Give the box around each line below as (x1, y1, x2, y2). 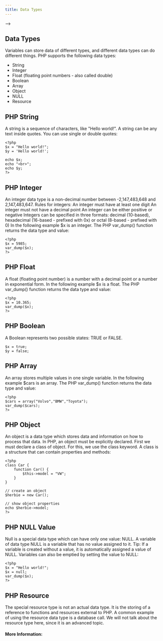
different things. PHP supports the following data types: (5, 53, 117, 59)
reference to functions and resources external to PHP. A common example (5, 609, 154, 615)
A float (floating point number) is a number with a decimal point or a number (5, 276, 158, 282)
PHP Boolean (5, 322, 45, 330)
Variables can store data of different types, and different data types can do (5, 47, 155, 54)
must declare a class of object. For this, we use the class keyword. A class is (5, 444, 159, 450)
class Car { (5, 463, 29, 468)
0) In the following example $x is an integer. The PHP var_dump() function (5, 223, 153, 228)
